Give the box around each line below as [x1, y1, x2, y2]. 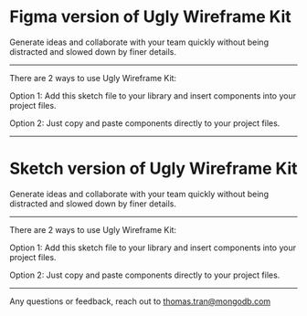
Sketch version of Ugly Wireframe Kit [9, 158, 299, 179]
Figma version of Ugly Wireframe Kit [9, 6, 292, 27]
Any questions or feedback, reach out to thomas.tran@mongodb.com [9, 295, 271, 307]
